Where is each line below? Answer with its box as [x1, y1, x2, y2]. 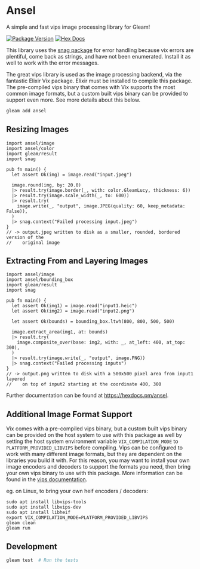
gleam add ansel [6, 108, 47, 114]
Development [6, 542, 58, 552]
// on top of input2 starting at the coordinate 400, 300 [6, 381, 162, 387]
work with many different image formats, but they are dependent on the [6, 451, 182, 458]
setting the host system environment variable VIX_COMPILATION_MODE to [6, 438, 179, 445]
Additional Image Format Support [6, 409, 133, 419]
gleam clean [6, 520, 36, 526]
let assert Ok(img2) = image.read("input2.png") [11, 308, 135, 314]
